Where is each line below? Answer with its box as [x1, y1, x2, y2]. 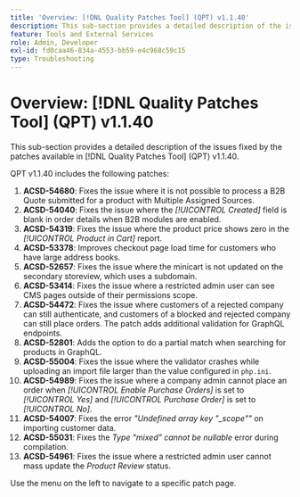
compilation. [22, 441, 69, 451]
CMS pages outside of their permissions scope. [22, 289, 199, 300]
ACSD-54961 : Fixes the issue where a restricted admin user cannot [22, 451, 272, 461]
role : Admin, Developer [10, 37, 99, 47]
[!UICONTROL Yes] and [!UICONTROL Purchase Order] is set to [22, 393, 256, 404]
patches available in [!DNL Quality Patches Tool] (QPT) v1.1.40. [10, 151, 239, 162]
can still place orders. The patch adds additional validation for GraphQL [22, 318, 285, 328]
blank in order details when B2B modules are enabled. [22, 213, 222, 224]
